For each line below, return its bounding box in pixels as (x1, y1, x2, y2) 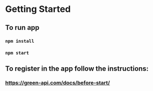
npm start (5, 50, 29, 56)
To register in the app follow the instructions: (5, 64, 149, 73)
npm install (5, 38, 35, 44)
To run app (5, 23, 40, 32)
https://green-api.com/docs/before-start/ (5, 79, 110, 86)
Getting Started (5, 3, 71, 15)
